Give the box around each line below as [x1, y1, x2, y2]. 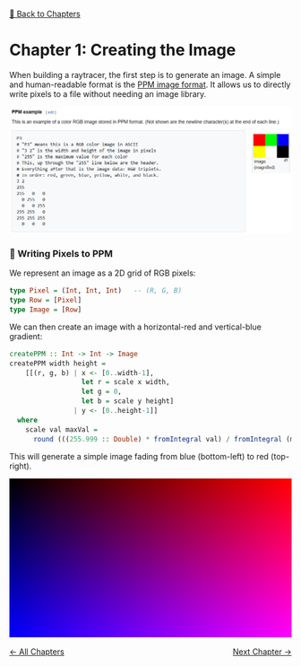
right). [9, 460, 32, 471]
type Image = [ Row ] [9, 305, 82, 314]
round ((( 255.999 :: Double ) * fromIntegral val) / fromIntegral [32, 434, 282, 443]
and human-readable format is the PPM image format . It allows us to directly [9, 79, 291, 90]
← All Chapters [9, 646, 64, 657]
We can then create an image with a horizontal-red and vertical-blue [9, 321, 262, 332]
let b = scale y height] [81, 397, 175, 406]
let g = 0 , [81, 387, 123, 397]
